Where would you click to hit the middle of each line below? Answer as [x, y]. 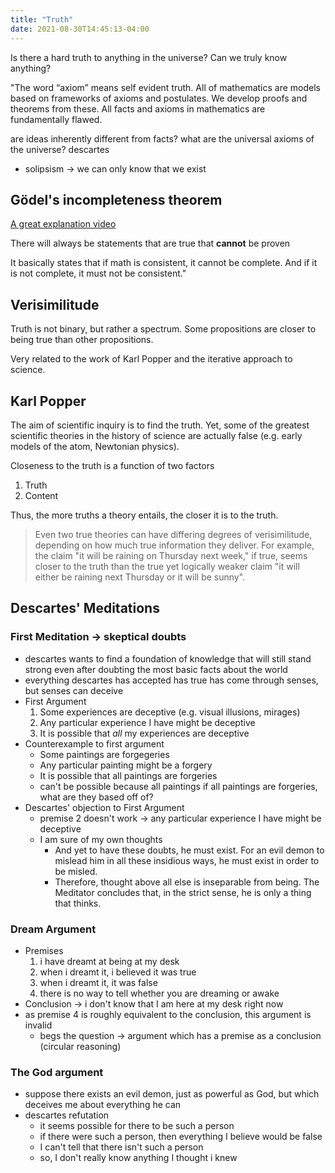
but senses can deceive [74, 690]
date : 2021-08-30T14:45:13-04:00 [80, 29]
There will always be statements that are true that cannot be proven [150, 243]
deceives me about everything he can [103, 1105]
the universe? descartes [60, 149]
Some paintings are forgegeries [104, 754]
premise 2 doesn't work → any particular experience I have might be [180, 818]
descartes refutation [67, 1115]
